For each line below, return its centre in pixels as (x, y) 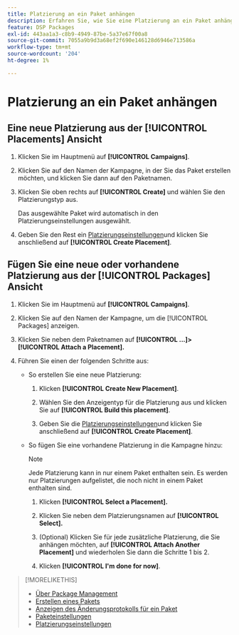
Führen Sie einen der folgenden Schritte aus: (83, 360)
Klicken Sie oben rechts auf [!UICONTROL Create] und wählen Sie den (121, 192)
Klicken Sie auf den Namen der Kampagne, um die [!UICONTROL (113, 317)
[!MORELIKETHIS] (51, 579)
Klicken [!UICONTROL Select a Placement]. (103, 502)
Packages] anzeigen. (48, 325)
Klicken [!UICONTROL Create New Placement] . (109, 388)
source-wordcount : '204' (44, 54)
